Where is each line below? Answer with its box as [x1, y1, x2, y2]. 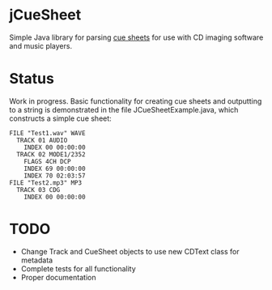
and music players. [9, 41, 72, 50]
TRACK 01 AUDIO [16, 136, 68, 144]
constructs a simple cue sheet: [9, 113, 112, 123]
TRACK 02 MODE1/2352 [16, 150, 86, 159]
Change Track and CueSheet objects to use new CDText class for [20, 246, 240, 256]
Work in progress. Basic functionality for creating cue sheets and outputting [9, 96, 262, 106]
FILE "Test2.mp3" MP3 [9, 178, 83, 187]
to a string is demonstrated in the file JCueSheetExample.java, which [9, 104, 239, 114]
